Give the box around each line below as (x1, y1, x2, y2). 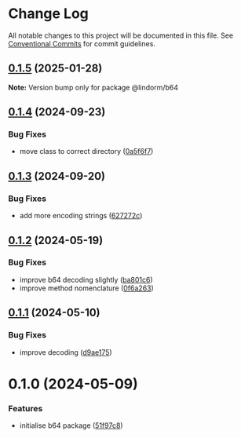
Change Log (8, 5, 89, 23)
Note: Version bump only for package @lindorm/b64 (8, 82, 179, 92)
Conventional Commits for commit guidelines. (8, 38, 155, 48)
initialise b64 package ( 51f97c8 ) (19, 421, 123, 430)
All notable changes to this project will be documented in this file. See (8, 31, 234, 40)
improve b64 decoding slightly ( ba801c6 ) (19, 275, 153, 284)
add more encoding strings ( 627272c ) (19, 211, 143, 221)
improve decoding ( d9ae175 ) (19, 347, 112, 357)
